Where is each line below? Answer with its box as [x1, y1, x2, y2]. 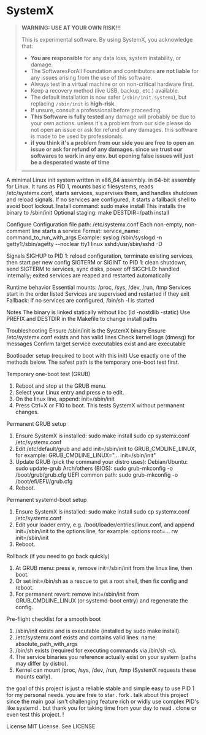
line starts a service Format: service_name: [31, 227, 140, 234]
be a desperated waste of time [30, 158, 110, 166]
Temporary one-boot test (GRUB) [6, 370, 91, 377]
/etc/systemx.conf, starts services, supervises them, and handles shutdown [6, 189, 198, 196]
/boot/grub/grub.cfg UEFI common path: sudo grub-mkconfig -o [15, 471, 178, 479]
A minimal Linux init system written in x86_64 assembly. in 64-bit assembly [6, 176, 196, 183]
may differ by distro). [15, 660, 69, 667]
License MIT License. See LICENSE [6, 722, 96, 730]
